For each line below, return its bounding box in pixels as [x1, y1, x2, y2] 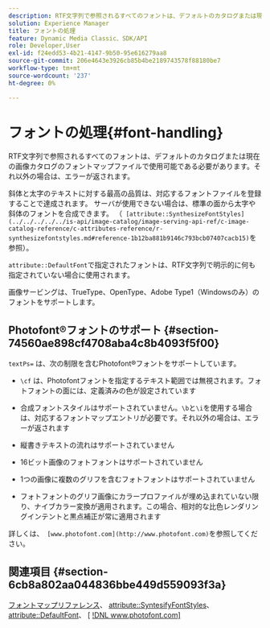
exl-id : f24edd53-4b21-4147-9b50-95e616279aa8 [8, 49, 167, 57]
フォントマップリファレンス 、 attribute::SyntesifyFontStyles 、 [8, 601, 215, 610]
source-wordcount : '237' [8, 72, 92, 80]
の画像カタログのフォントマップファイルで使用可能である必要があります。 [8, 162, 255, 171]
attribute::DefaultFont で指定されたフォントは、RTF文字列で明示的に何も [8, 260, 256, 270]
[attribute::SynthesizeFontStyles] [125, 210, 245, 218]
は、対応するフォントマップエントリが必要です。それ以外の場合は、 [19, 413, 245, 423]
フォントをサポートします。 [8, 297, 100, 307]
